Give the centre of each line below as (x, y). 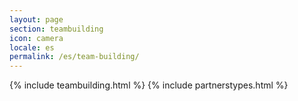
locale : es (32, 47)
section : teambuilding (56, 29)
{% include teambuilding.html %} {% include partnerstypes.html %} (149, 85)
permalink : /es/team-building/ (74, 57)
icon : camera (36, 38)
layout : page (36, 19)
